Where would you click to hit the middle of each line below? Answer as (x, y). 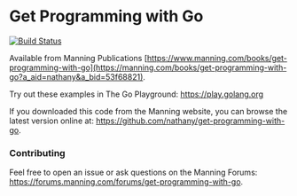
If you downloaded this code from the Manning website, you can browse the (148, 111)
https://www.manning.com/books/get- (217, 58)
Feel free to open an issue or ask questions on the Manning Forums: (133, 172)
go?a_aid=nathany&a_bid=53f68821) (76, 76)
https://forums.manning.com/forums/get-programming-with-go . (126, 182)
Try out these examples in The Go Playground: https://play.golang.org (137, 94)
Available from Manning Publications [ (78, 58)
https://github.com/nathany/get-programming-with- (191, 121)
